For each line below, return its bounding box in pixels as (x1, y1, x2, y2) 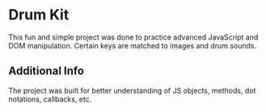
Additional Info (8, 64, 85, 78)
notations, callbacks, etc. (8, 94, 92, 104)
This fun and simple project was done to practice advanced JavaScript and (8, 32, 259, 42)
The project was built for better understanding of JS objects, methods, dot (8, 85, 256, 95)
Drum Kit (8, 6, 70, 24)
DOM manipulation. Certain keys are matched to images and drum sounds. (8, 40, 257, 50)
